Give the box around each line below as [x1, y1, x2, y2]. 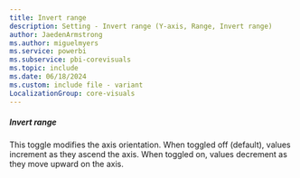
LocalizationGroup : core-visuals [9, 89, 136, 98]
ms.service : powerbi [9, 47, 88, 56]
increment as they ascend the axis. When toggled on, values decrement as [9, 149, 287, 160]
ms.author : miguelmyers [9, 38, 99, 48]
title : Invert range [9, 13, 88, 23]
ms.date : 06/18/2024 [9, 72, 88, 81]
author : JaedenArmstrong [9, 30, 103, 39]
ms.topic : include [9, 64, 79, 73]
